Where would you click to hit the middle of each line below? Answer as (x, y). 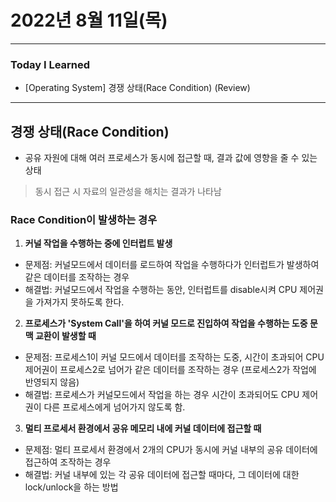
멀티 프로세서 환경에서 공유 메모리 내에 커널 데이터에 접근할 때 (143, 428)
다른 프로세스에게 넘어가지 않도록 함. (114, 407)
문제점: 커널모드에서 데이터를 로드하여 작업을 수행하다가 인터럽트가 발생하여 (172, 265)
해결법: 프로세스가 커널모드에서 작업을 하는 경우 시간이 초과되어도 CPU (162, 395)
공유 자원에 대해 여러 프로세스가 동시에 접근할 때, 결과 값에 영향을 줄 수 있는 (171, 158)
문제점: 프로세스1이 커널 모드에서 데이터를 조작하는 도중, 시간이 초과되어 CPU (174, 357)
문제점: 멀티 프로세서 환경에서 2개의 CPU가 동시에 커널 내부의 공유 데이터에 (171, 450)
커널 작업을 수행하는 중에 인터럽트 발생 (98, 243)
